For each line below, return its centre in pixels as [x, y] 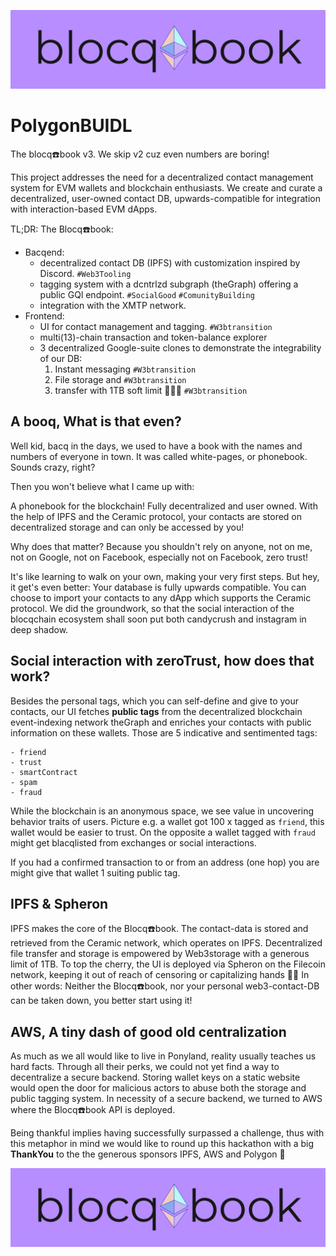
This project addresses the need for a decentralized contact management [162, 177]
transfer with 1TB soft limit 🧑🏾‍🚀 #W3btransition [151, 390]
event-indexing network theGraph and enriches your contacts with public [161, 722]
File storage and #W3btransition [120, 379]
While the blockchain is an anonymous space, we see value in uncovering [162, 811]
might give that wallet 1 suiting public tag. [95, 872]
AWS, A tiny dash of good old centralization [148, 1031]
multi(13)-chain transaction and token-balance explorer [153, 337]
